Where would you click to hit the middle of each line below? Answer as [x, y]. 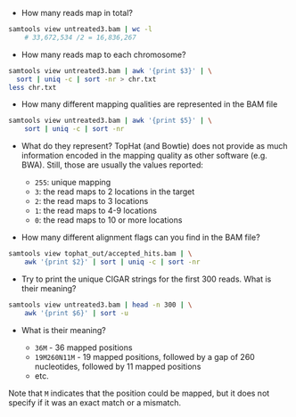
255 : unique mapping [73, 183]
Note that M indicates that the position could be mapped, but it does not [139, 393]
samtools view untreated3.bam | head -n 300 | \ [100, 305]
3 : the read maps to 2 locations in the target [115, 192]
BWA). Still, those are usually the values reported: [112, 165]
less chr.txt [33, 87]
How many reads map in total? [77, 13]
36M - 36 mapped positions [83, 347]
